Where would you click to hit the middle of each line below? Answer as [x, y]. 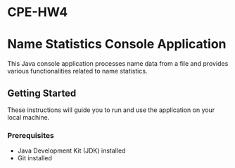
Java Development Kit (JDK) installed [71, 150]
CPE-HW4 [38, 12]
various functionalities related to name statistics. [77, 71]
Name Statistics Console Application [117, 44]
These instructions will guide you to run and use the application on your [111, 110]
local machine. [28, 117]
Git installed [35, 158]
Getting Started [42, 93]
